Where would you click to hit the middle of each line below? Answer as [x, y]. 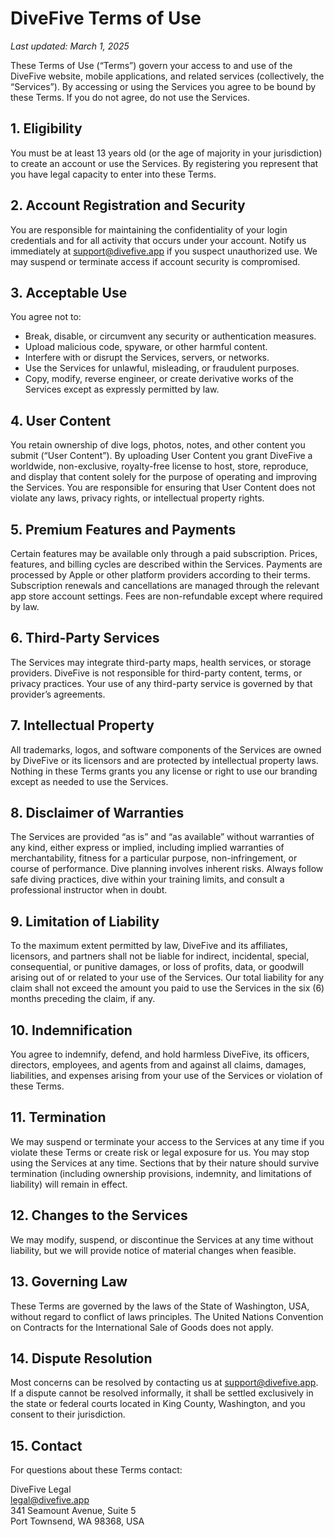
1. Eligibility [46, 128]
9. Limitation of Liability [85, 921]
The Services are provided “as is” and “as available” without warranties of [162, 837]
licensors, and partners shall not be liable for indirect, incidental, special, [160, 956]
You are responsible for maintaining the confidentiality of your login [149, 229]
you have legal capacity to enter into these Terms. [113, 174]
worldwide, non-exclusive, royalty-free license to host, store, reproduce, [159, 466]
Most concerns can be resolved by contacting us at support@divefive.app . [164, 1383]
